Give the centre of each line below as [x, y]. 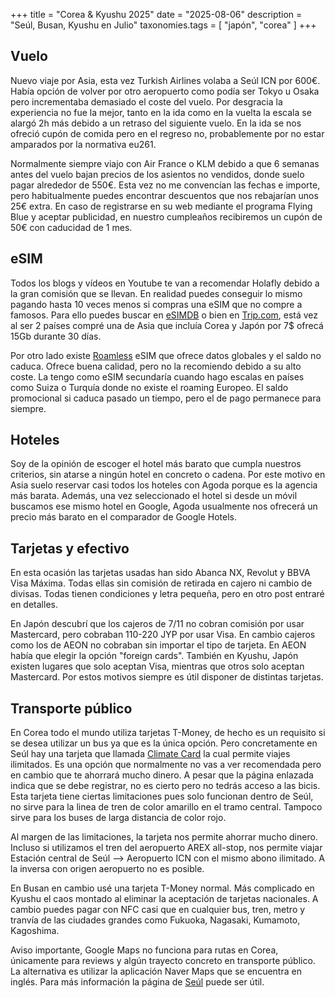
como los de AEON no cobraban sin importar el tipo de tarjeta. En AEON [158, 645]
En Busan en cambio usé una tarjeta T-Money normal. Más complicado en [162, 888]
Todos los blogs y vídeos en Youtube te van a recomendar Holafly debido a [165, 283]
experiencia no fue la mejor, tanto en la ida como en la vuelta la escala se [161, 112]
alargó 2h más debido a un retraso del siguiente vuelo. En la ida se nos [156, 123]
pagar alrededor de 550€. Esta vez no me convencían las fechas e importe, [165, 185]
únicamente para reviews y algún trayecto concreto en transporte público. [163, 961]
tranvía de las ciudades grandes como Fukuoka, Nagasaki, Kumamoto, [155, 920]
